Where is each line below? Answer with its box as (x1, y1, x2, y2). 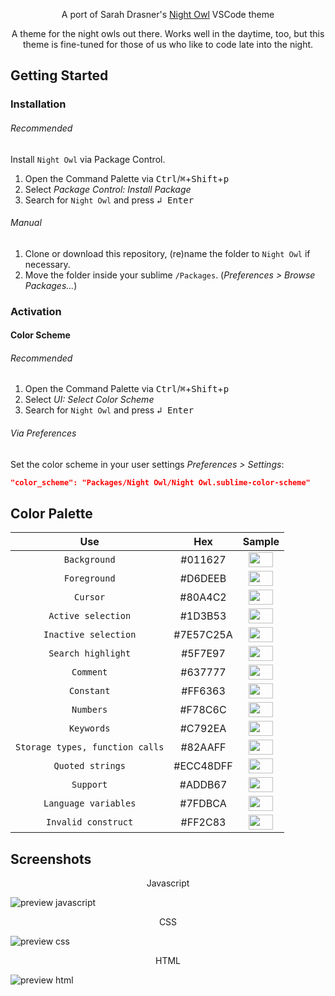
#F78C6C (179, 703, 227, 717)
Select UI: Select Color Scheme (24, 394, 155, 406)
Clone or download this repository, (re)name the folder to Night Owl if (24, 247, 311, 259)
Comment (71, 667, 108, 678)
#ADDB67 (179, 778, 228, 792)
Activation (10, 304, 62, 318)
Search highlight (48, 648, 132, 659)
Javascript (146, 877, 190, 889)
